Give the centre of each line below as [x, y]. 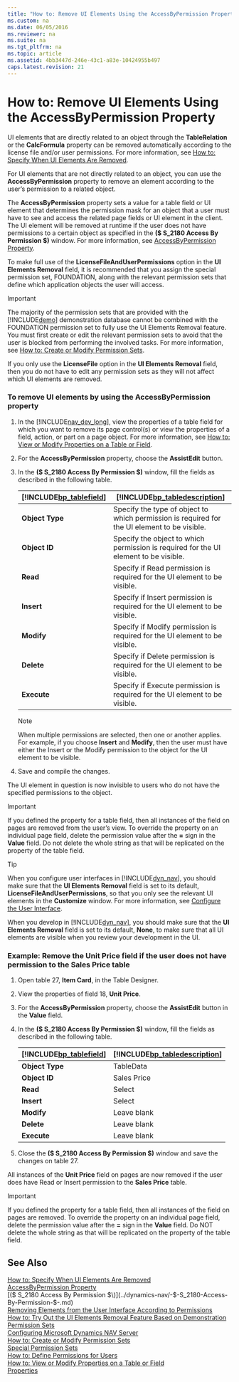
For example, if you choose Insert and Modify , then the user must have [122, 742]
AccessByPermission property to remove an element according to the [111, 181]
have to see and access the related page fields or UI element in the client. [115, 217]
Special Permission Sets [43, 1348]
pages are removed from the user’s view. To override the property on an [113, 828]
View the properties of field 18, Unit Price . [79, 994]
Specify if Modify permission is [165, 626]
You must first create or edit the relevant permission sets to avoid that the [115, 335]
